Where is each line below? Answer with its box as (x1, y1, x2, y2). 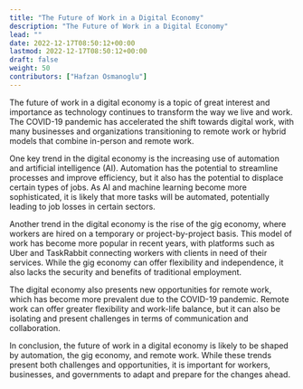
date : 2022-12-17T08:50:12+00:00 (9, 38, 136, 48)
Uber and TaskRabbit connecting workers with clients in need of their (9, 247, 268, 258)
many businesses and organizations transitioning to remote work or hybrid (9, 126, 287, 137)
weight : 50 (9, 64, 51, 73)
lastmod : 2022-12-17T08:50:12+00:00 (9, 47, 147, 56)
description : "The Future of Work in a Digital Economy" (9, 22, 229, 31)
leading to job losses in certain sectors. (9, 201, 156, 212)
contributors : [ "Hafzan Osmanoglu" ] (9, 72, 147, 81)
